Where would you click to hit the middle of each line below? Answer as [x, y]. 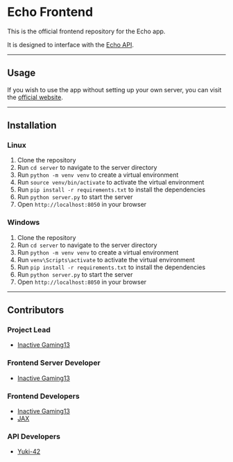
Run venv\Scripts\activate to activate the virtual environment [106, 259]
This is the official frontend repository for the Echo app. [86, 31]
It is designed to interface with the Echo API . [70, 44]
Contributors [36, 310]
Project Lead [29, 330]
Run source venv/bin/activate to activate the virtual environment [111, 182]
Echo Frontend [50, 12]
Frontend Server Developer [54, 363]
